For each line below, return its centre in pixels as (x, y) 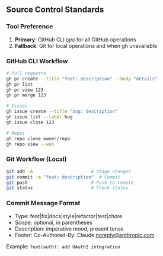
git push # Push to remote (70, 183)
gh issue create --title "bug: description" (62, 112)
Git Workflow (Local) (36, 159)
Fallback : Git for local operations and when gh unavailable (86, 46)
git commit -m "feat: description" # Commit (63, 177)
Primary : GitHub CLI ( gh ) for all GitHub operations (75, 39)
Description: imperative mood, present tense (69, 229)
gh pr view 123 (25, 90)
